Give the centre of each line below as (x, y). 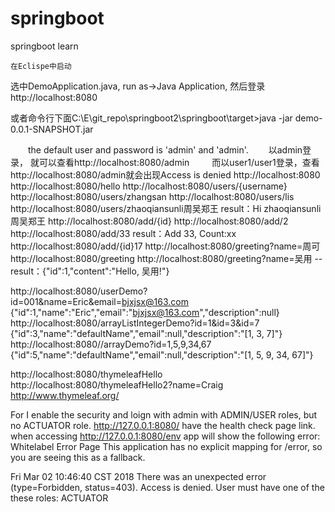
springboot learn (44, 46)
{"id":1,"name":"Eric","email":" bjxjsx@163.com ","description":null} (145, 312)
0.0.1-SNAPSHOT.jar (52, 129)
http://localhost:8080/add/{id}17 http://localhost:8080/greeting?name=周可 (165, 246)
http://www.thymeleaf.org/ (65, 395)
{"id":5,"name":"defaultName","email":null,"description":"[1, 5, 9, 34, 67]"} (162, 354)
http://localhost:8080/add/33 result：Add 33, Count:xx (123, 233)
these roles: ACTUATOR (59, 498)
